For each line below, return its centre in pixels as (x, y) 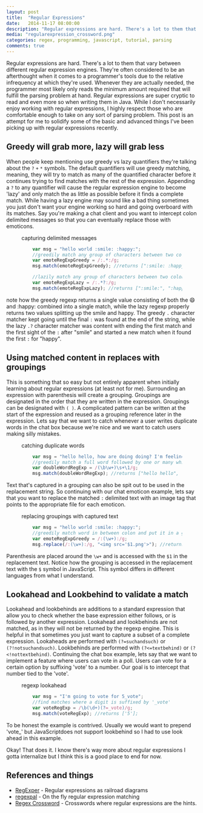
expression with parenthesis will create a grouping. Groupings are (88, 395)
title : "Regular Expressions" (46, 18)
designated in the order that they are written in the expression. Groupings (98, 401)
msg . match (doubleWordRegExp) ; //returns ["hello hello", (106, 474)
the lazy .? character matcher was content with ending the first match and (99, 325)
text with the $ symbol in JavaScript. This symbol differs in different (90, 569)
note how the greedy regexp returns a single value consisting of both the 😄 (101, 300)
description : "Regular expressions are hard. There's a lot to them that (101, 29)
